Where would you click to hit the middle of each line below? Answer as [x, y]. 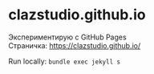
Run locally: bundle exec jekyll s [65, 61]
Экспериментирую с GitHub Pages [67, 37]
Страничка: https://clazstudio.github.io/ [75, 45]
